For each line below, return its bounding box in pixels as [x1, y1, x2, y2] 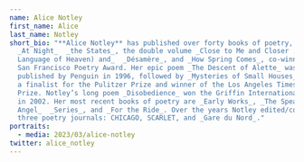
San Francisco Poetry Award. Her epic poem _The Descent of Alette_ [17, 64, 281, 73]
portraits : [9, 122, 51, 131]
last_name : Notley [9, 30, 79, 39]
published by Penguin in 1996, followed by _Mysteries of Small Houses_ [17, 72, 298, 81]
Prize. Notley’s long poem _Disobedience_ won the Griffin [17, 88, 245, 97]
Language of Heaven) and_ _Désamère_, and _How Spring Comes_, [17, 55, 265, 64]
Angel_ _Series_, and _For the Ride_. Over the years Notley [17, 105, 257, 114]
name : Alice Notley [9, 13, 83, 22]
